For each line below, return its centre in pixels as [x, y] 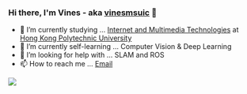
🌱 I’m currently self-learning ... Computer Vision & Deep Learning [125, 47]
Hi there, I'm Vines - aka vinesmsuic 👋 [83, 13]
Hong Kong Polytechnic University [76, 38]
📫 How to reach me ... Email [66, 64]
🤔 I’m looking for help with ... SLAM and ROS [92, 55]
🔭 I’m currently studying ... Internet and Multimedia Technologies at [129, 30]
